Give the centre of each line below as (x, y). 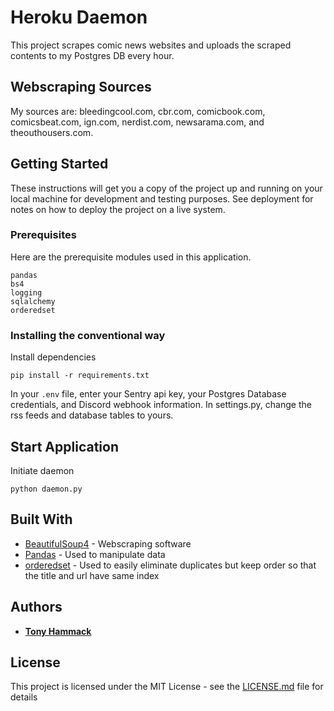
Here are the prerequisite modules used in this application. (131, 257)
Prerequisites (43, 235)
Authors (36, 607)
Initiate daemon (42, 470)
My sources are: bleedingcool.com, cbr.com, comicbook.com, (138, 111)
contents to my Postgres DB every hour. (92, 55)
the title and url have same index (92, 575)
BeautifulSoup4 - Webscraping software (108, 543)
